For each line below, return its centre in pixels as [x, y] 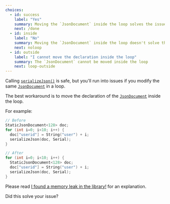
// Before [16, 120]
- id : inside [24, 33]
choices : [14, 10]
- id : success [25, 15]
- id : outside [25, 52]
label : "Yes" [28, 19]
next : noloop [28, 48]
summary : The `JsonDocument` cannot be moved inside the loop [81, 62]
